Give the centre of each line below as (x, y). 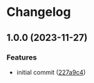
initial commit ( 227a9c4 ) (51, 72)
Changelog (39, 12)
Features (22, 57)
